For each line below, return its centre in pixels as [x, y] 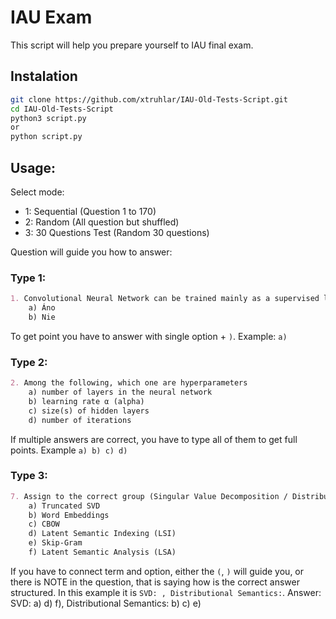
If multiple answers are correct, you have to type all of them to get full [154, 439]
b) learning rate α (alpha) [86, 401]
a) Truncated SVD [64, 506]
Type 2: [29, 362]
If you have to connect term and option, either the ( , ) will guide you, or [157, 571]
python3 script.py [48, 118]
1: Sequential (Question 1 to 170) [90, 211]
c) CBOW [44, 524]
